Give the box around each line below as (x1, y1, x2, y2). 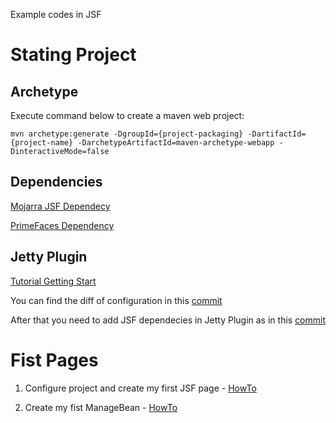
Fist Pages (10, 349, 99, 371)
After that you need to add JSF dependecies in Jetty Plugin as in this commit (10, 314, 327, 326)
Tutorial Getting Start (10, 275, 97, 287)
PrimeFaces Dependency (10, 219, 115, 231)
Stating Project (10, 44, 137, 66)
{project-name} (10, 138, 74, 148)
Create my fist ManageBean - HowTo (24, 401, 178, 413)
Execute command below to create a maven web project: (10, 110, 245, 121)
